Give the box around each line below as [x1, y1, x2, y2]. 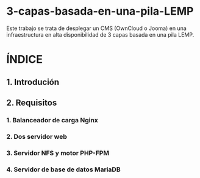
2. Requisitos [6, 97, 57, 108]
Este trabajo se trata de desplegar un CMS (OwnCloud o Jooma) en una [6, 24, 187, 32]
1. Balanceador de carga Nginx [6, 116, 99, 124]
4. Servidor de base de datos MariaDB [6, 165, 121, 174]
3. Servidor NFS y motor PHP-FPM [6, 149, 110, 157]
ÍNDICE [6, 53, 43, 67]
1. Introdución [6, 76, 60, 87]
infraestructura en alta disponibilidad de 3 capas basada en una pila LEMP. [6, 31, 195, 38]
